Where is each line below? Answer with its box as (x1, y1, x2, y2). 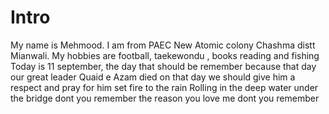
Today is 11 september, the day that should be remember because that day (10, 60, 317, 72)
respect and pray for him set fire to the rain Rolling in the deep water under (10, 81, 319, 93)
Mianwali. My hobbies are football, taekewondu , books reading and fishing (10, 49, 320, 61)
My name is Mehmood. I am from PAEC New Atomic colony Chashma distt (10, 39, 316, 51)
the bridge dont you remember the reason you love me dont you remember (10, 92, 320, 104)
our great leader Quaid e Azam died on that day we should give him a (10, 71, 296, 83)
